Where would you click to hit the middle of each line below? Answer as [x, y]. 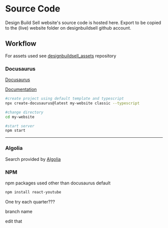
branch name [19, 211]
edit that [14, 221]
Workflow [21, 44]
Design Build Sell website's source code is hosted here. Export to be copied [83, 23]
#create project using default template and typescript [64, 99]
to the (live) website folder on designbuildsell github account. [68, 28]
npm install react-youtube [33, 192]
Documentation [21, 89]
